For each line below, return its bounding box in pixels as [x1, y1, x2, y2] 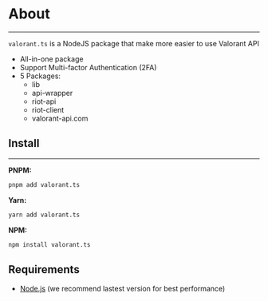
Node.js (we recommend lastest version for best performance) [19, 284, 226, 294]
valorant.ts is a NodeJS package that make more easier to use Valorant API [8, 38, 259, 48]
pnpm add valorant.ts [8, 180, 81, 188]
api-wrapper [31, 88, 73, 97]
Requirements [8, 263, 80, 276]
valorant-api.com [31, 113, 89, 123]
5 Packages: [19, 71, 61, 81]
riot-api [31, 97, 57, 106]
